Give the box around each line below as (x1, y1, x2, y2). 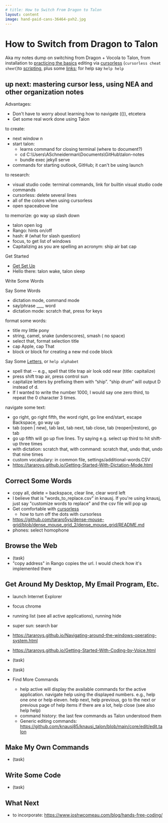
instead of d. (12, 384, 39, 390)
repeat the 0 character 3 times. (12, 395, 76, 401)
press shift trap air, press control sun (12, 374, 88, 380)
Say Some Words (5, 288, 41, 294)
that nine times (12, 451, 43, 457)
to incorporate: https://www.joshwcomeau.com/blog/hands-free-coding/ (12, 812, 163, 818)
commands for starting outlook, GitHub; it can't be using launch (12, 162, 143, 168)
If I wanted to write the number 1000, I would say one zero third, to (12, 389, 149, 396)
